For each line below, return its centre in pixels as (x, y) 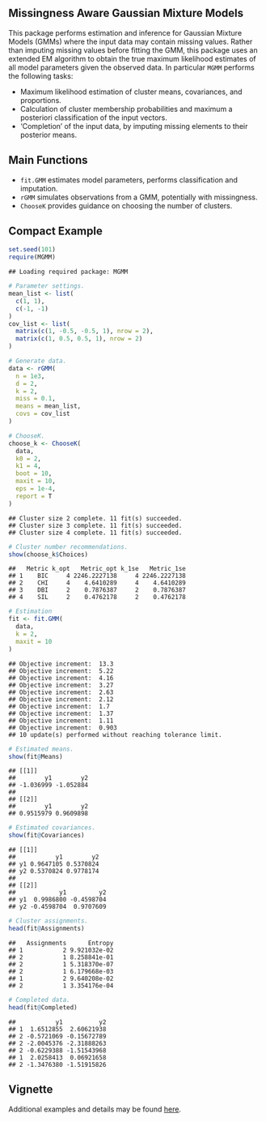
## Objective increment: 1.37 (61, 713)
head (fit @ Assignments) (46, 929)
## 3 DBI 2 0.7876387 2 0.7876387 (97, 590)
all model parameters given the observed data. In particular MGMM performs (131, 67)
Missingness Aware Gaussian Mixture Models (126, 13)
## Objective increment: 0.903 (63, 728)
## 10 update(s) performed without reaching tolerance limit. (115, 734)
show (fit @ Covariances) (46, 835)
